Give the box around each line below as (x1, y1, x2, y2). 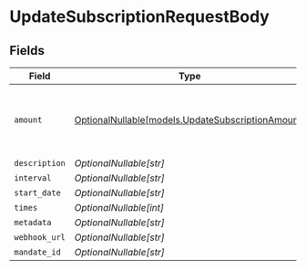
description (14, 158, 66, 168)
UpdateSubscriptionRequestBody (9, 6, 270, 27)
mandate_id (14, 247, 61, 257)
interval (14, 173, 52, 183)
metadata (14, 217, 52, 227)
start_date (14, 188, 61, 198)
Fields (9, 43, 46, 58)
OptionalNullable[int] (74, 202, 165, 213)
